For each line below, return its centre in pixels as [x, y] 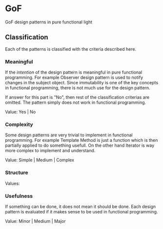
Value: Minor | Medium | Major [35, 221]
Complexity [19, 124]
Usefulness [19, 196]
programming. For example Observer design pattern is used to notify [74, 77]
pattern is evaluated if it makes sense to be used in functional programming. [81, 211]
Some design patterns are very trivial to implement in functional [69, 135]
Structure [17, 172]
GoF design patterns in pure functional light [49, 22]
